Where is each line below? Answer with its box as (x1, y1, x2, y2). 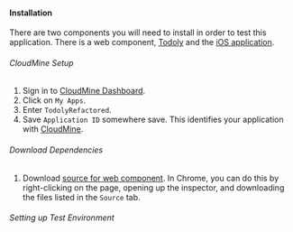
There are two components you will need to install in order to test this (9, 27, 267, 38)
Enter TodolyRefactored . (22, 105, 112, 116)
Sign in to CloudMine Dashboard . (22, 86, 146, 97)
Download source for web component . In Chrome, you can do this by (22, 172, 279, 183)
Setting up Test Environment (9, 212, 114, 223)
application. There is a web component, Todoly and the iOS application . (9, 37, 275, 48)
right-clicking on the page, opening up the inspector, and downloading (22, 181, 285, 193)
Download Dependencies (9, 144, 104, 155)
